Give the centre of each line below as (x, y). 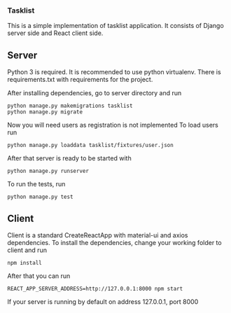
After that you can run (39, 276)
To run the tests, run (36, 184)
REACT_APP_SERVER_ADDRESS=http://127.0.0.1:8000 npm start (95, 288)
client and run (27, 250)
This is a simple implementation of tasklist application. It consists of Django (115, 26)
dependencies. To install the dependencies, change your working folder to (114, 242)
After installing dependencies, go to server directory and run (94, 93)
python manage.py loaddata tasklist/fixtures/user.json (90, 146)
